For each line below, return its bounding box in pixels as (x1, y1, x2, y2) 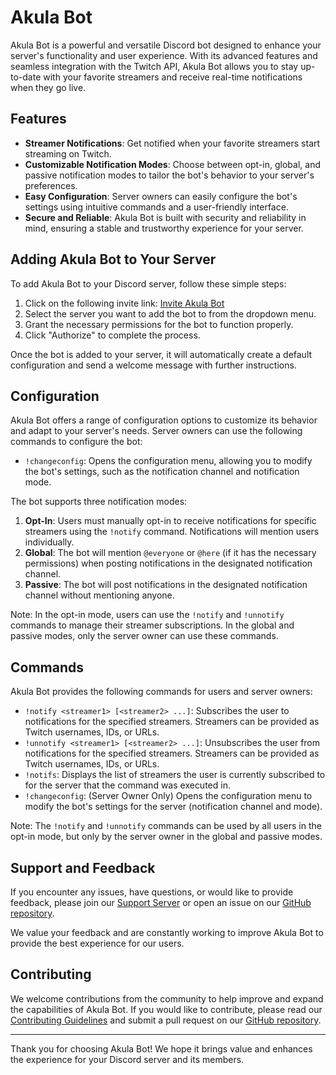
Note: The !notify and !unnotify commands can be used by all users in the (10, 820, 322, 832)
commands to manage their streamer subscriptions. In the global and (10, 619, 295, 631)
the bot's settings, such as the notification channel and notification (24, 466, 300, 478)
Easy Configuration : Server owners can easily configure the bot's (24, 190, 298, 202)
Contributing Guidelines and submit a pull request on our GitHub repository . (10, 1014, 322, 1026)
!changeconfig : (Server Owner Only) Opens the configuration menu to (24, 790, 313, 802)
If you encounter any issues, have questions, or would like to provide (10, 886, 294, 898)
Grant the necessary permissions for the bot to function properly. (24, 318, 294, 330)
